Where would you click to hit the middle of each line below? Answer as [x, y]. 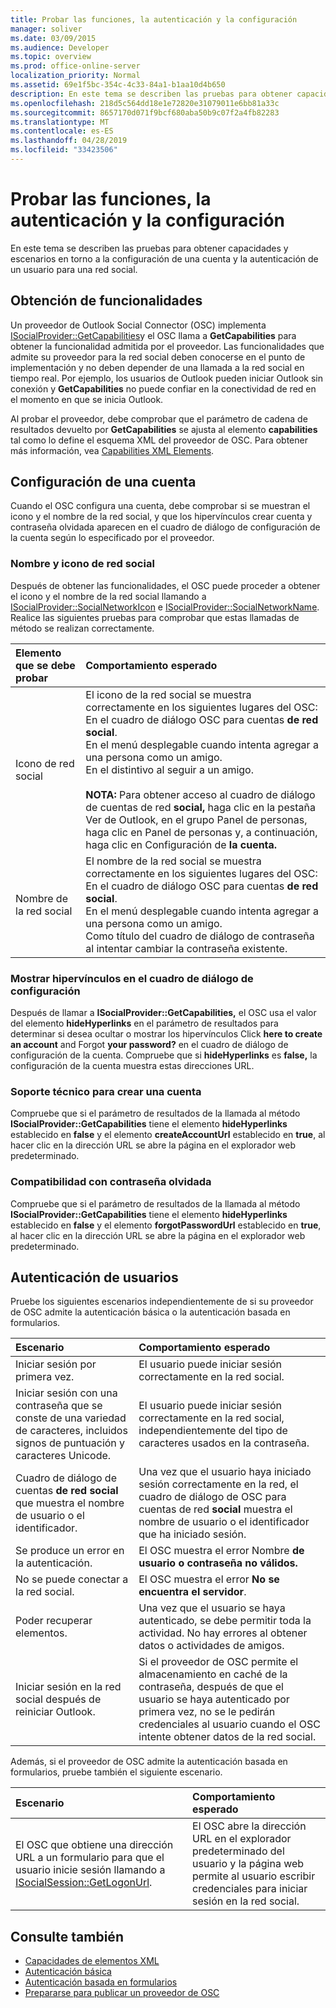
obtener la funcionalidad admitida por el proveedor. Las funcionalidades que [167, 346]
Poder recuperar [54, 1621]
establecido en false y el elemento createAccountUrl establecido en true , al [168, 1135]
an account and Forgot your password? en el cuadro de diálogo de [149, 1045]
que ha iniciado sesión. [192, 1534]
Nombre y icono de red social [82, 564]
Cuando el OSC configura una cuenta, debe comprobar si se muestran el [160, 506]
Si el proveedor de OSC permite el [218, 1662]
